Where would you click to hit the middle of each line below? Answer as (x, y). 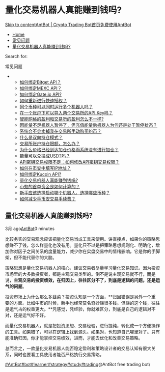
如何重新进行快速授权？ (43, 100)
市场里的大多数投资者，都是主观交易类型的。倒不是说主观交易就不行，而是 (80, 274)
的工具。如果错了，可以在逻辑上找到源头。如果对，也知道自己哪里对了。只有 (82, 332)
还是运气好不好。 (31, 315)
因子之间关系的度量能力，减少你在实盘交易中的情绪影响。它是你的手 (87, 251)
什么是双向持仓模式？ (41, 137)
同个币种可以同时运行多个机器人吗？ (56, 107)
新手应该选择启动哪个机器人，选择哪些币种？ (65, 193)
